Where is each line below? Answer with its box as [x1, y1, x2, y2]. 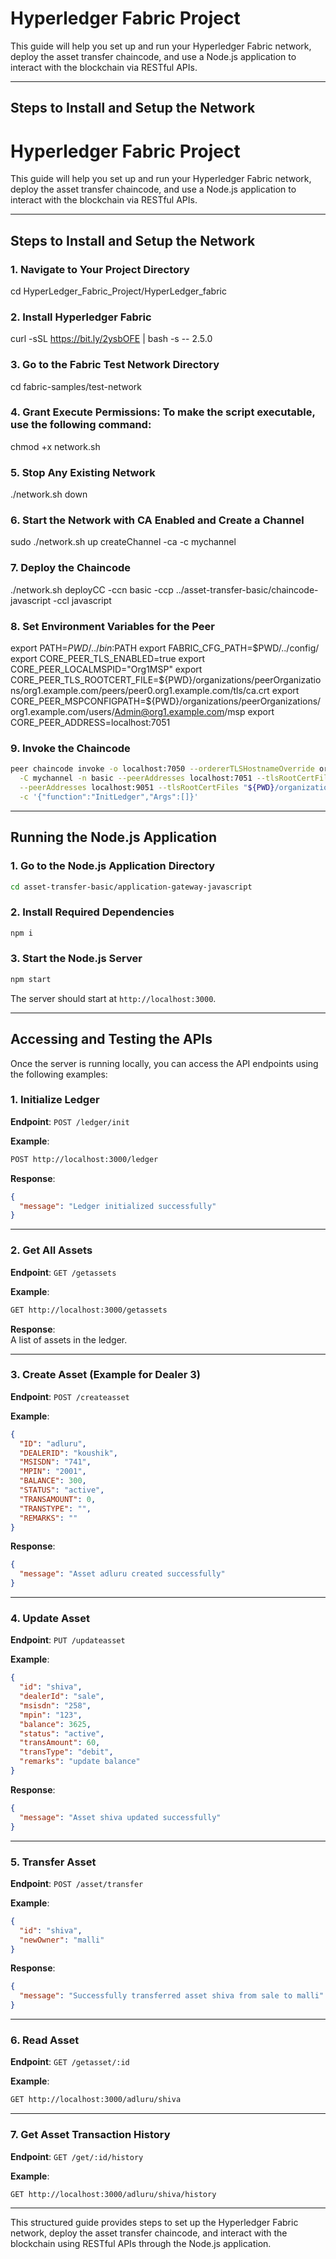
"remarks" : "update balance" [19, 1757, 141, 1767]
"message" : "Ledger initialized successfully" [19, 1201, 217, 1211]
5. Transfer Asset [10, 1855, 97, 1869]
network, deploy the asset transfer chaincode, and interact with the [10, 2227, 288, 2239]
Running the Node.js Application [10, 829, 218, 846]
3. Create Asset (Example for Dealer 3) [10, 1368, 201, 1382]
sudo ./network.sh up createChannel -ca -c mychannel [10, 536, 237, 548]
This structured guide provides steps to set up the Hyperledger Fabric [10, 2217, 299, 2229]
